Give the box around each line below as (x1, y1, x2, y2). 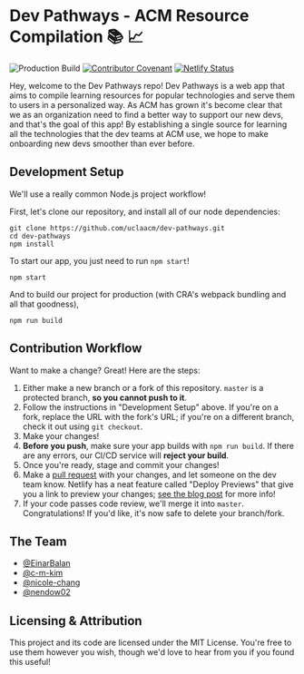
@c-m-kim (22, 568, 64, 579)
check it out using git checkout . (22, 421, 143, 432)
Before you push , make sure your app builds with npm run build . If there (22, 440, 295, 451)
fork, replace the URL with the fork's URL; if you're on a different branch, (22, 411, 295, 422)
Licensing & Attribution (9, 613, 142, 629)
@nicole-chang (22, 577, 81, 588)
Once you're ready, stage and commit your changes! (22, 459, 220, 470)
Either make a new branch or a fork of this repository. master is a (22, 382, 264, 393)
